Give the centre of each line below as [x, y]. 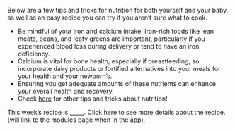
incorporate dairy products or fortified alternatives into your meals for [119, 69]
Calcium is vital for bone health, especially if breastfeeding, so [108, 61]
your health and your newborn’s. [65, 76]
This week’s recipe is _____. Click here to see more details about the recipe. [116, 112]
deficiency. [34, 54]
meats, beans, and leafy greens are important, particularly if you [111, 39]
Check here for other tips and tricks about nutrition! [92, 99]
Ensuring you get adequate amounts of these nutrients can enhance [117, 83]
